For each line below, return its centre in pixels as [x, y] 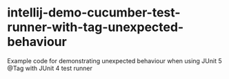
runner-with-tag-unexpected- [96, 27]
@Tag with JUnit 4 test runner [50, 68]
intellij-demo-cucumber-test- [94, 13]
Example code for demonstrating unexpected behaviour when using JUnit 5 [114, 60]
